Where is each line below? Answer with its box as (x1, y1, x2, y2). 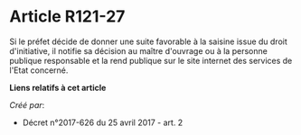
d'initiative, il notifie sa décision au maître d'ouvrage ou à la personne (9, 45, 268, 56)
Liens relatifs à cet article (9, 82, 107, 93)
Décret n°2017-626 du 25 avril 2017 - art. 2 (22, 117, 183, 128)
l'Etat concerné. (9, 65, 69, 76)
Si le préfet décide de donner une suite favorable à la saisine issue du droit (9, 36, 287, 47)
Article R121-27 (9, 6, 126, 27)
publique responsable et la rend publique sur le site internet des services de (9, 55, 293, 66)
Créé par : (9, 99, 45, 110)
